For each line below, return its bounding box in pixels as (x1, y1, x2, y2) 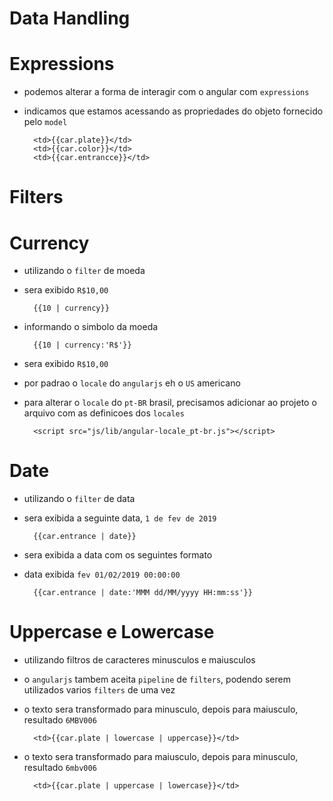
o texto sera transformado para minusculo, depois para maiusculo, (23, 703, 299, 716)
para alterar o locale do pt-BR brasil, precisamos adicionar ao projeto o (23, 397, 317, 409)
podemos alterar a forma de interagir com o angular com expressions (23, 86, 310, 98)
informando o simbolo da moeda (23, 321, 159, 333)
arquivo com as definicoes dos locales (23, 407, 185, 419)
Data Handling (9, 7, 131, 30)
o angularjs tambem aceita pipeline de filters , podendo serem (23, 673, 291, 686)
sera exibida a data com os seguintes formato (23, 549, 213, 561)
